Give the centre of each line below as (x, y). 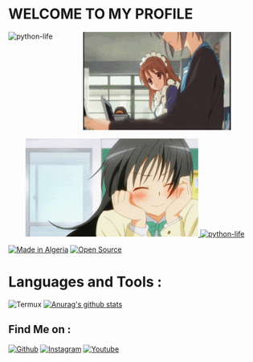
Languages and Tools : (85, 282)
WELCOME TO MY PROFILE (101, 14)
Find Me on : (40, 329)
